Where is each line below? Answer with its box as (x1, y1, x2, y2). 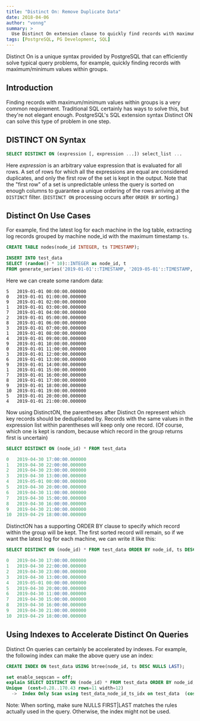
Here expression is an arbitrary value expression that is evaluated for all (6, 162, 182, 169)
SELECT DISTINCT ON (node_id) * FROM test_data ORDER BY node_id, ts (6, 547, 183, 553)
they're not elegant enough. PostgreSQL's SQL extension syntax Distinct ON (6, 111, 193, 118)
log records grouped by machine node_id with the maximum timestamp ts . (6, 233, 189, 240)
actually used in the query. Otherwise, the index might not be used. (6, 708, 171, 715)
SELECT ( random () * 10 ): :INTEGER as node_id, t (6, 261, 127, 267)
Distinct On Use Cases (6, 210, 91, 221)
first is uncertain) (6, 434, 48, 441)
